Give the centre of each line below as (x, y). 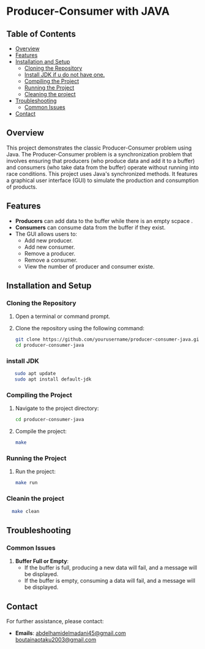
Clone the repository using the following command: (80, 328)
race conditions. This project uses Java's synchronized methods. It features (102, 173)
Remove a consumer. (51, 260)
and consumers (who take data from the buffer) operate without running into (103, 167)
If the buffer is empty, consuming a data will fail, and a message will (110, 581)
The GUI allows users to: (46, 233)
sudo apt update (35, 374)
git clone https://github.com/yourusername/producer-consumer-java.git (108, 340)
